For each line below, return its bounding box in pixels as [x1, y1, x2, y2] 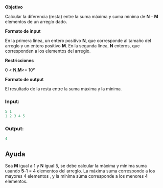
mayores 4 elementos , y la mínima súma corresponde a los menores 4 [5, 173, 148, 179]
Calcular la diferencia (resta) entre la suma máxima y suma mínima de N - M [5, 14, 159, 19]
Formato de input [5, 28, 41, 34]
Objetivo [5, 4, 23, 10]
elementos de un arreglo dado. [5, 19, 68, 24]
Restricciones [5, 58, 34, 63]
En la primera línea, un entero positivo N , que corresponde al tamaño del [5, 38, 151, 43]
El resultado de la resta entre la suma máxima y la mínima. [5, 86, 122, 92]
